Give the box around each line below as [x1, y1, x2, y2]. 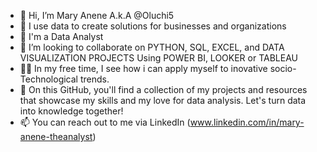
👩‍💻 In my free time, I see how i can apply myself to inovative [19, 63, 268, 74]
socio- [269, 63, 297, 74]
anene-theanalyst [19, 131, 93, 142]
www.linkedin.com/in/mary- [189, 116, 305, 128]
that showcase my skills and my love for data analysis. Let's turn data [19, 95, 307, 106]
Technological [19, 73, 78, 85]
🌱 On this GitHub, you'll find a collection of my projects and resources [19, 84, 308, 95]
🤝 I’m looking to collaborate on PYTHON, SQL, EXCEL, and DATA [19, 41, 285, 53]
